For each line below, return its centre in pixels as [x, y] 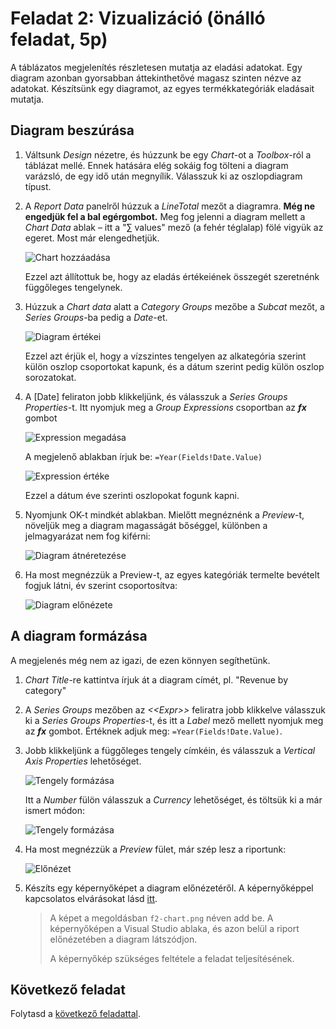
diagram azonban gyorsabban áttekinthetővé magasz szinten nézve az [156, 78]
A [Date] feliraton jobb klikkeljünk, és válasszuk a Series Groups [156, 396]
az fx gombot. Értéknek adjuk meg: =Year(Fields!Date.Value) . [153, 731]
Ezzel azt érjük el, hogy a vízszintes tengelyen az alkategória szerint [165, 356]
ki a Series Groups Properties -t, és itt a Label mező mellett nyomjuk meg [174, 720]
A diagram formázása [79, 636]
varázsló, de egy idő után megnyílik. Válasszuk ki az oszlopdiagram [163, 176]
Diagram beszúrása [72, 130]
